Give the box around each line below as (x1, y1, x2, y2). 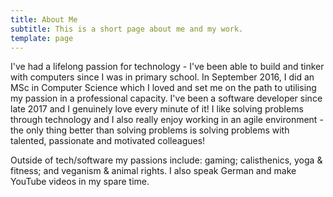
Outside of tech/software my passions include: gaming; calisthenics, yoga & (10, 154, 323, 166)
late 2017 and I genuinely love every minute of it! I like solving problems (10, 103, 304, 115)
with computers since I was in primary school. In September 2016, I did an (10, 71, 315, 83)
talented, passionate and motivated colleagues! (10, 135, 206, 147)
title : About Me (10, 14, 78, 25)
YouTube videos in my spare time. (10, 176, 150, 188)
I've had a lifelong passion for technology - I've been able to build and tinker (10, 61, 325, 73)
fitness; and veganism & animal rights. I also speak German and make (10, 165, 297, 177)
